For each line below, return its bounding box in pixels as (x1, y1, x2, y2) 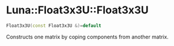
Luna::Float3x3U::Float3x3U (6, 3, 149, 17)
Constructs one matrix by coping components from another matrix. (6, 33, 169, 40)
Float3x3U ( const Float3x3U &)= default (6, 23, 101, 29)
